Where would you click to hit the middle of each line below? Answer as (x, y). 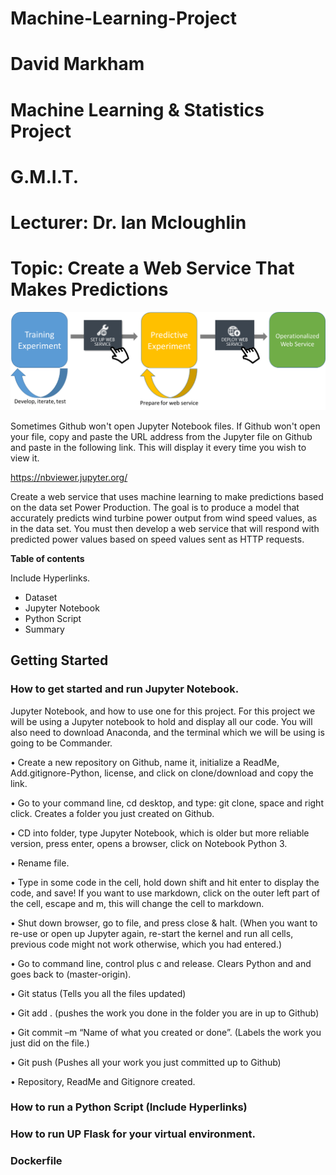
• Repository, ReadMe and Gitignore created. (103, 1081)
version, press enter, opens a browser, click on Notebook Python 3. (149, 843)
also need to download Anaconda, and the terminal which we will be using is (167, 732)
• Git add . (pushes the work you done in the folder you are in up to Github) (165, 1013)
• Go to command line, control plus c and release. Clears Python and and (161, 963)
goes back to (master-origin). (71, 974)
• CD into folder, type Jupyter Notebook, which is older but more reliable (160, 833)
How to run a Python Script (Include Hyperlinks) (129, 1107)
